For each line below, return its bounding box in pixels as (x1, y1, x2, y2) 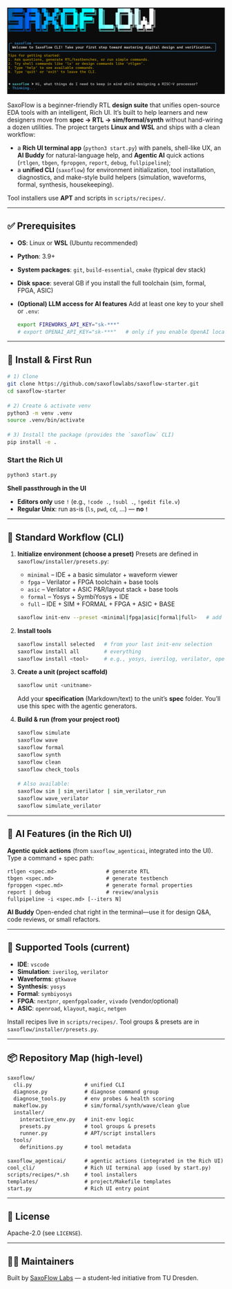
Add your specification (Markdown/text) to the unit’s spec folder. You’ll (17, 695, 221, 703)
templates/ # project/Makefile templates (7, 1178, 171, 1185)
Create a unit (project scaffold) (17, 668, 108, 676)
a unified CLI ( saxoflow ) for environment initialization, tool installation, (17, 165, 216, 173)
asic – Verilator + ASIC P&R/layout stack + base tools (27, 585, 179, 593)
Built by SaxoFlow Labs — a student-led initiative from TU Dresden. (7, 1274, 199, 1282)
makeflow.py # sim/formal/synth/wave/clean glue (13, 1102, 190, 1109)
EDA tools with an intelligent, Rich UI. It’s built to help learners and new (7, 108, 209, 116)
